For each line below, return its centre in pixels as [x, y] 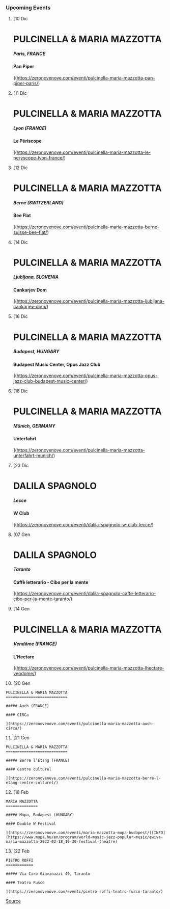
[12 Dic [20, 168]
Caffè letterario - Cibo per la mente [51, 582]
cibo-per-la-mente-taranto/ [42, 599]
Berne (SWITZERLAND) [38, 202]
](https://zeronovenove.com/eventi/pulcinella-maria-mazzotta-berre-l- [83, 779]
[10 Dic [20, 19]
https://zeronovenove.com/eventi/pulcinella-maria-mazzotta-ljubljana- [91, 301]
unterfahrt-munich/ [33, 456]
